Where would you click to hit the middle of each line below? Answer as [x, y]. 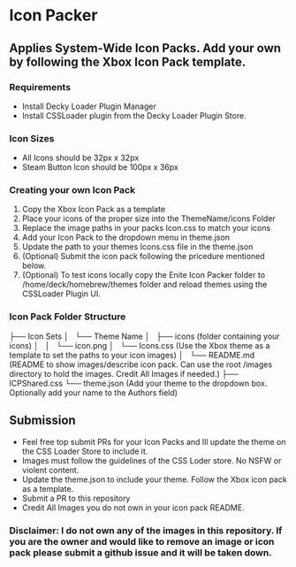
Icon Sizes [32, 138]
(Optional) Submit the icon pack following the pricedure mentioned [143, 257]
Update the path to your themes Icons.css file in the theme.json [137, 247]
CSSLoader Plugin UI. [61, 294]
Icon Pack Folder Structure [68, 317]
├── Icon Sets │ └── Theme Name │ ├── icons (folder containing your [144, 336]
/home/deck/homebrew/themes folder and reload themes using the [144, 285]
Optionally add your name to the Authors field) [94, 392]
